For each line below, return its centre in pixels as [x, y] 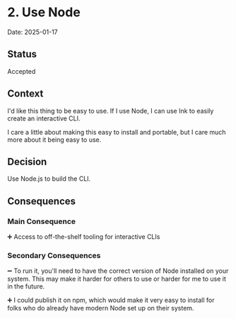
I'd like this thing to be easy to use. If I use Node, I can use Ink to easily [111, 111]
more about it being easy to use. [54, 140]
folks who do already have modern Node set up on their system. [101, 308]
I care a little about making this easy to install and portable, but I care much [117, 132]
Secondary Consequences [54, 255]
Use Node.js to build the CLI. [49, 179]
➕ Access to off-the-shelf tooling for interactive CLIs [84, 237]
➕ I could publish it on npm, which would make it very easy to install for [111, 300]
